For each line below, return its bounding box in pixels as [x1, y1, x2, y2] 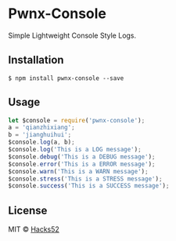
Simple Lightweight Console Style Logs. [8, 31, 137, 40]
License [8, 203, 48, 217]
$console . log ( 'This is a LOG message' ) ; [8, 146, 142, 154]
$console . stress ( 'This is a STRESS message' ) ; [8, 174, 163, 183]
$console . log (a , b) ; [8, 138, 76, 146]
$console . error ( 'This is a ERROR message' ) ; [8, 160, 156, 168]
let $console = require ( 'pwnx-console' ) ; [8, 116, 145, 124]
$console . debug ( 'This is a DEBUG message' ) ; [8, 152, 156, 161]
